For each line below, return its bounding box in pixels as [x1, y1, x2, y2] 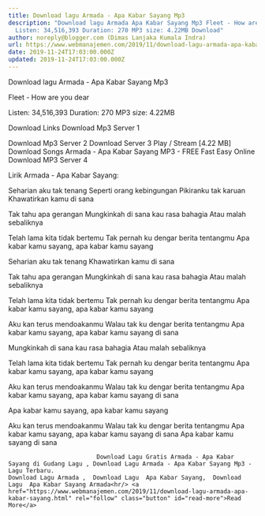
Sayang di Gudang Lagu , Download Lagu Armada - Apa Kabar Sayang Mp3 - [8, 459, 252, 468]
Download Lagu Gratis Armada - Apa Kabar [95, 453, 235, 461]
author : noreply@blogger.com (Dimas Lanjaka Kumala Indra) [8, 33, 207, 42]
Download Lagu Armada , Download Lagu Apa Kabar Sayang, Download [8, 473, 242, 481]
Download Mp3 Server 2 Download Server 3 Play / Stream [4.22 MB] [8, 138, 231, 148]
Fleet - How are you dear [8, 92, 90, 102]
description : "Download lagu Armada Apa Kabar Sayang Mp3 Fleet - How [8, 19, 245, 27]
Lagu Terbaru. [8, 466, 55, 474]
